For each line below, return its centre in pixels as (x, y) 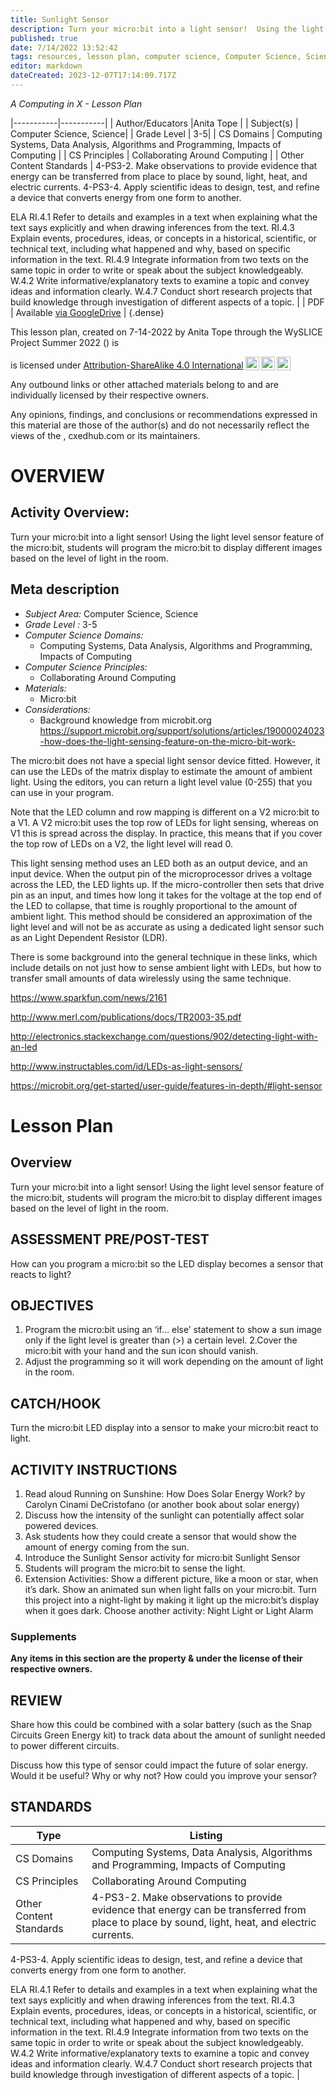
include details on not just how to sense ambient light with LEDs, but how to (166, 967)
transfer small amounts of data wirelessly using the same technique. (151, 978)
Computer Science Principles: (86, 667)
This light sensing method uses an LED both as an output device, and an (159, 863)
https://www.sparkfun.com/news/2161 (89, 997)
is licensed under (46, 365)
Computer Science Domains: (84, 635)
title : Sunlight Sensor (60, 19)
